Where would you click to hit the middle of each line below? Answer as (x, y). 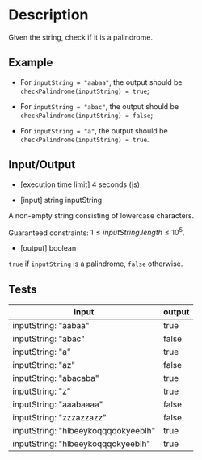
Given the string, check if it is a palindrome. (81, 37)
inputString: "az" (44, 365)
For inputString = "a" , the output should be (94, 130)
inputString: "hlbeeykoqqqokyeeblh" (82, 444)
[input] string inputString (61, 200)
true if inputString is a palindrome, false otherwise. (96, 264)
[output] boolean (48, 248)
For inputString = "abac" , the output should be (99, 106)
